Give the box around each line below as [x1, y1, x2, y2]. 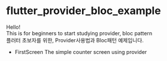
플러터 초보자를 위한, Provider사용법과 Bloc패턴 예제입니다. [6, 36, 144, 43]
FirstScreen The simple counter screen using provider [14, 48, 147, 55]
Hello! [6, 23, 21, 30]
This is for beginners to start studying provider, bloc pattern [6, 29, 153, 36]
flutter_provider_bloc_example [6, 4, 162, 18]
